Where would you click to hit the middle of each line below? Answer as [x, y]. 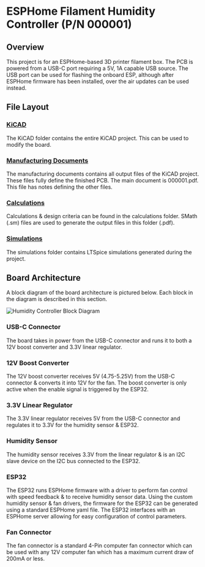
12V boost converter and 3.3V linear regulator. [64, 347]
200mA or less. [26, 559]
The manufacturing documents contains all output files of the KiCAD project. [103, 174]
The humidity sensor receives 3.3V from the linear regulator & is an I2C [96, 454]
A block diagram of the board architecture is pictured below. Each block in [100, 292]
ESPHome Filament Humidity [81, 11]
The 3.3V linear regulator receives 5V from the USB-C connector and [93, 418]
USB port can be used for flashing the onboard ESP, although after [90, 75]
